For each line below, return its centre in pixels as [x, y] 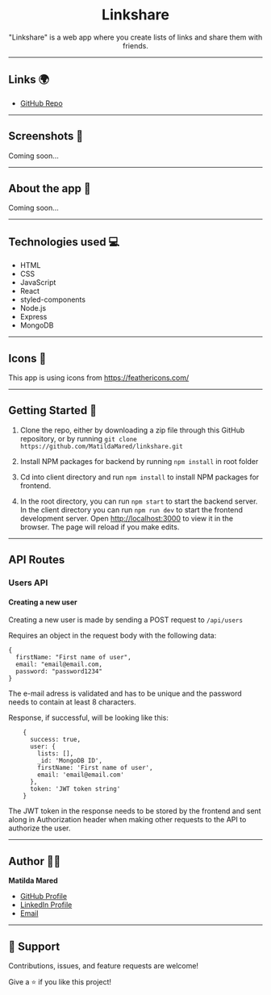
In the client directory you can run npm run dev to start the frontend [131, 509]
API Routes [37, 560]
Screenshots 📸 [46, 136]
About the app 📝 [50, 188]
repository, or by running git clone [78, 438]
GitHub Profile [43, 897]
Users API [28, 583]
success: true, [55, 740]
